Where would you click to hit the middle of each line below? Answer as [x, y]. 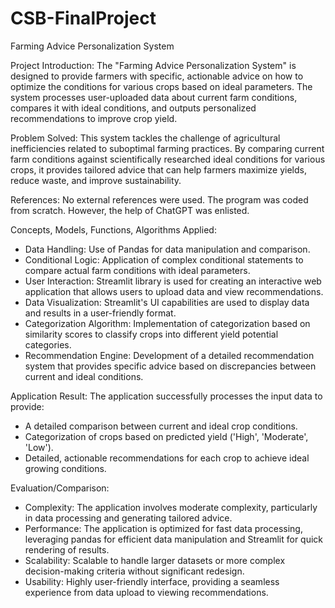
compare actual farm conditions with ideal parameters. [137, 270]
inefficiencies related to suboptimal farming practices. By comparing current [167, 148]
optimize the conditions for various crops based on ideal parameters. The [161, 86]
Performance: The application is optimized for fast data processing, [163, 528]
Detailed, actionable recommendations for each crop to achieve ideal [167, 458]
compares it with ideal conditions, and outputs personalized [133, 108]
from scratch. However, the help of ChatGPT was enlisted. [130, 210]
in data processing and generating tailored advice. [128, 518]
